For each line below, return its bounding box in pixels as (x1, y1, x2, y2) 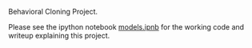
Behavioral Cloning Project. (8, 7, 98, 16)
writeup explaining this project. (8, 31, 110, 40)
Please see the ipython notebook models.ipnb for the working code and (8, 22, 245, 31)
